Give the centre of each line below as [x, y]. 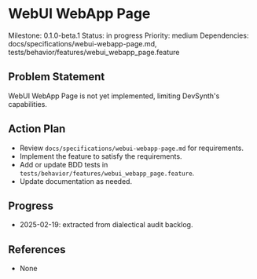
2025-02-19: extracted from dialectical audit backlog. [106, 225]
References [37, 250]
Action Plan [37, 129]
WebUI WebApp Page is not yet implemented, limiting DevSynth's [114, 96]
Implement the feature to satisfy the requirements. [101, 156]
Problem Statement [57, 77]
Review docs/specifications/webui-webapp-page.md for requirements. [131, 148]
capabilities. [28, 104]
